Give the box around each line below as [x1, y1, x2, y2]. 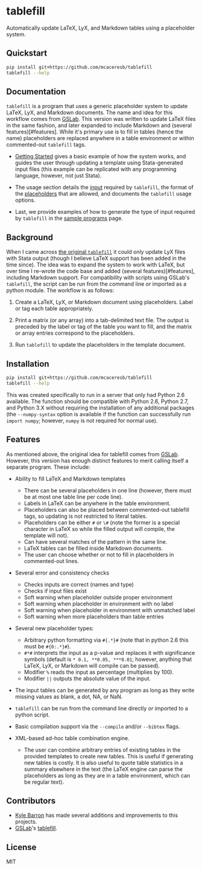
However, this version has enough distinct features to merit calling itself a [6, 457, 189, 464]
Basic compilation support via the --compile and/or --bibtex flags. [14, 723, 180, 730]
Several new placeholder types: [14, 624, 94, 632]
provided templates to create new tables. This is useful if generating [24, 752, 194, 759]
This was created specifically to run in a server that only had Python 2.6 [6, 391, 185, 398]
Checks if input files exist [24, 587, 87, 594]
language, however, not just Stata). [14, 172, 102, 179]
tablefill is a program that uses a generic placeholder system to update [6, 103, 188, 110]
